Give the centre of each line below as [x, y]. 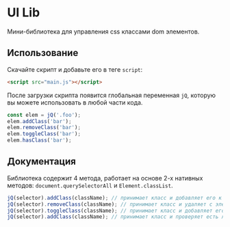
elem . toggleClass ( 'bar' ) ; [44, 134]
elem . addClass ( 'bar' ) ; [39, 121]
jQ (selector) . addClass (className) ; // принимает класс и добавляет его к [115, 198]
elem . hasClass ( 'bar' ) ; [39, 141]
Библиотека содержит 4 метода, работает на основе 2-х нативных [105, 178]
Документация [42, 162]
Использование [43, 53]
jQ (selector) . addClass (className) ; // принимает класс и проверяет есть [113, 217]
